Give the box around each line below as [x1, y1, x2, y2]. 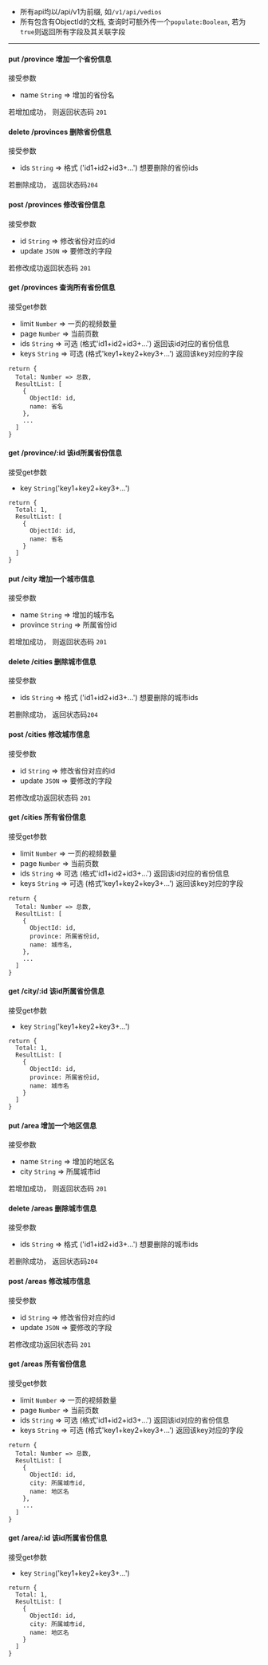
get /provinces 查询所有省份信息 [8, 282, 116, 293]
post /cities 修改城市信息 [8, 730, 90, 739]
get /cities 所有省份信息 [8, 813, 86, 822]
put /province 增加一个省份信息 [8, 54, 112, 64]
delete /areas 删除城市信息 [8, 1203, 97, 1213]
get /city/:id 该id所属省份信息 [8, 986, 105, 996]
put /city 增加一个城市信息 [8, 573, 95, 584]
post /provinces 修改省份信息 [8, 200, 106, 209]
